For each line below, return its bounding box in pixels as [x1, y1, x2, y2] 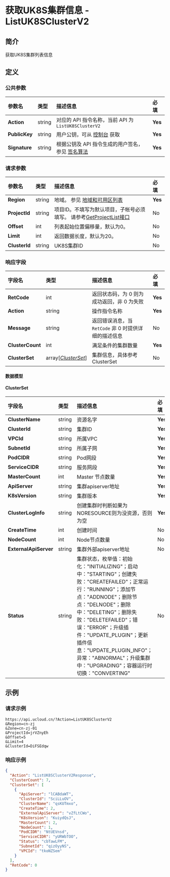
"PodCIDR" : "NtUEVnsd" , [18, 829, 69, 835]
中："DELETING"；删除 [76, 609, 132, 616]
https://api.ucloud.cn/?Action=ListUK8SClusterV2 [5, 717, 112, 722]
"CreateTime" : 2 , [18, 806, 56, 811]
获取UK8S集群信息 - [5, 5, 90, 16]
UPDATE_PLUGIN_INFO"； [89, 647, 153, 654]
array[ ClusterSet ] [46, 354, 88, 361]
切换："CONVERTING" [76, 670, 131, 677]
